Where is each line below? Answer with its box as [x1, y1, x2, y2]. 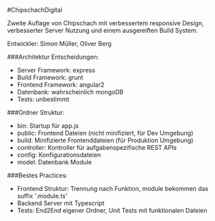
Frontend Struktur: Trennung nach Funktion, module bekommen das [16, 185, 209, 192]
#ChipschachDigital [7, 6, 63, 14]
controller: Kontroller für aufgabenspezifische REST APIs [16, 144, 177, 151]
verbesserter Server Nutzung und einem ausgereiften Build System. [7, 27, 199, 34]
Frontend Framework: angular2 [16, 81, 105, 88]
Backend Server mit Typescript [16, 199, 105, 207]
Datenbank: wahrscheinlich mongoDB [16, 88, 124, 96]
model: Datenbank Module [16, 158, 92, 166]
